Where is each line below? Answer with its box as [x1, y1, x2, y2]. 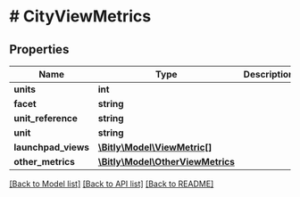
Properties [9, 42, 70, 57]
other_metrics [13, 156, 76, 168]
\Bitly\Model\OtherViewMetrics [97, 156, 235, 168]
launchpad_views [13, 141, 89, 153]
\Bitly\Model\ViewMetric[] [97, 141, 212, 153]
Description [243, 69, 295, 80]
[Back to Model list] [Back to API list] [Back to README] [9, 178, 214, 189]
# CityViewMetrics [9, 6, 152, 27]
